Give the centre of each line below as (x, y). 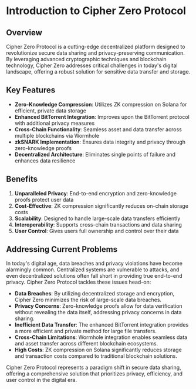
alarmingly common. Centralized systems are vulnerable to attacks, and (93, 270)
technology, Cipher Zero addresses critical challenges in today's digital (92, 65)
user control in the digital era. (42, 380)
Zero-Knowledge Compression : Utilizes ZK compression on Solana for (101, 104)
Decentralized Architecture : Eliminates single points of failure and (95, 154)
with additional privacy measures (55, 123)
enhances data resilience (45, 161)
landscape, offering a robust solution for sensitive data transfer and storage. (98, 72)
